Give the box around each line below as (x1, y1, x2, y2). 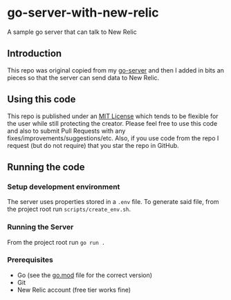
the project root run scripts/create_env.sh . (7, 205, 131, 214)
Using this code (7, 93, 76, 105)
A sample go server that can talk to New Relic (7, 28, 137, 36)
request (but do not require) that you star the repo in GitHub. (7, 141, 180, 149)
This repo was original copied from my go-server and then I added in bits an (7, 66, 225, 74)
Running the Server (7, 223, 74, 232)
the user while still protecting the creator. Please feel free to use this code (7, 119, 218, 127)
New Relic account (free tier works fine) (17, 285, 131, 294)
